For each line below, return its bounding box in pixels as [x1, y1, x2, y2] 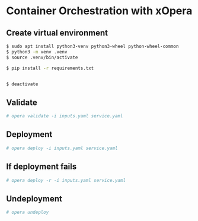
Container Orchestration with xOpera [6, 4, 193, 18]
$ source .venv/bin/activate [6, 55, 78, 60]
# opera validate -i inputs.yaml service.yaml [6, 113, 123, 119]
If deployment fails [6, 162, 77, 172]
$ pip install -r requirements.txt [6, 65, 94, 71]
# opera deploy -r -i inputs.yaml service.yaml [6, 177, 126, 183]
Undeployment [6, 194, 62, 204]
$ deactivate [6, 81, 39, 87]
